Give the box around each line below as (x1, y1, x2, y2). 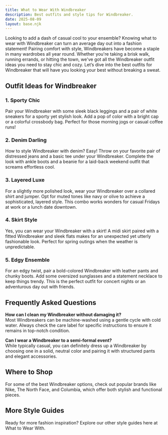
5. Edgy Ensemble (5, 256, 50, 263)
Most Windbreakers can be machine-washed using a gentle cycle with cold (5, 317, 161, 323)
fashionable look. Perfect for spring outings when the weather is (5, 238, 138, 244)
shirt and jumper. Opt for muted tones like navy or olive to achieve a (5, 193, 145, 199)
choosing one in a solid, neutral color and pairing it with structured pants (5, 348, 155, 354)
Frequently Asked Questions (5, 298, 97, 307)
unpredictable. (5, 244, 35, 250)
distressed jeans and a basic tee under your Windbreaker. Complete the (5, 154, 154, 160)
